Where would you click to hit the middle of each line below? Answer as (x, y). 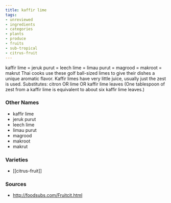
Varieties (17, 159)
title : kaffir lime (26, 10)
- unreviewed (19, 19)
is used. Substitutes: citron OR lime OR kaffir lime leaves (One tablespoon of (85, 84)
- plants (15, 34)
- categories (19, 29)
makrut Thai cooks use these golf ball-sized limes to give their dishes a (80, 73)
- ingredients (20, 24)
